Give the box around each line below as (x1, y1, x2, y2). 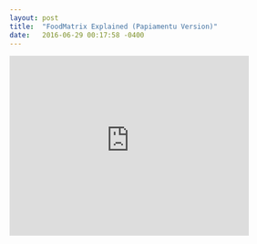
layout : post (9, 13, 59, 23)
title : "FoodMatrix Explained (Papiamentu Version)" (9, 22, 219, 31)
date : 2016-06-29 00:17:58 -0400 (9, 30, 145, 39)
